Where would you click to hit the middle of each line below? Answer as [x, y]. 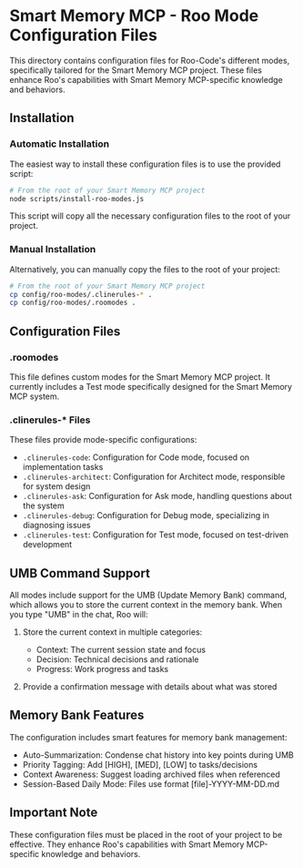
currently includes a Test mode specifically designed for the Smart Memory [151, 386]
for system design [56, 486]
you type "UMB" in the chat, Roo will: [79, 615]
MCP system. [35, 396]
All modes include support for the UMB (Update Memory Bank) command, [148, 595]
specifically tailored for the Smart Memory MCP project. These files [136, 70]
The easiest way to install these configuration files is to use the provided [145, 164]
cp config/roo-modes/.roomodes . [73, 303]
